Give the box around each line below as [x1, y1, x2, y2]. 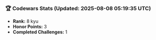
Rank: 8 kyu [12, 18, 38, 24]
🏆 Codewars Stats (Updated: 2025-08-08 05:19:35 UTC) [5, 5, 151, 12]
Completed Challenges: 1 [12, 29, 68, 35]
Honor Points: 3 [12, 24, 47, 30]
